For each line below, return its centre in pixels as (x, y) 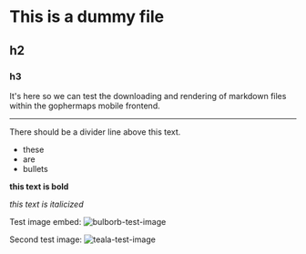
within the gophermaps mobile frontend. (85, 106)
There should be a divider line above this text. (95, 132)
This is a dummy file (87, 17)
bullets (35, 168)
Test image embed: (46, 221)
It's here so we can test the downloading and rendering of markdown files (148, 96)
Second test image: (46, 239)
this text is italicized (46, 204)
